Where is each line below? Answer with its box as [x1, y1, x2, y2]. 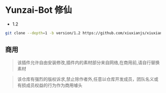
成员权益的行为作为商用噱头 [26, 82, 83, 88]
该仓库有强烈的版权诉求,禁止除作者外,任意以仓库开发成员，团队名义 [17, 76, 154, 82]
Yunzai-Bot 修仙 [5, 4, 72, 16]
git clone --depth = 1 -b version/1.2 [5, 31, 81, 35]
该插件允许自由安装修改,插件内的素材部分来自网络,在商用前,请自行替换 [17, 60, 160, 65]
